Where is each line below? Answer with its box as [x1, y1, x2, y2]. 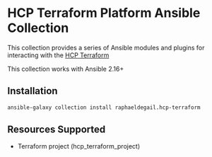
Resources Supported [7, 124, 106, 136]
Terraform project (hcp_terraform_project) [17, 142, 141, 151]
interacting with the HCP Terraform [7, 51, 110, 59]
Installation [7, 85, 58, 97]
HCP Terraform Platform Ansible [7, 5, 201, 21]
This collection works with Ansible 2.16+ [7, 64, 124, 73]
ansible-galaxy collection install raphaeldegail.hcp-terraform [7, 104, 201, 111]
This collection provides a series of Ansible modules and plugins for [7, 43, 205, 52]
